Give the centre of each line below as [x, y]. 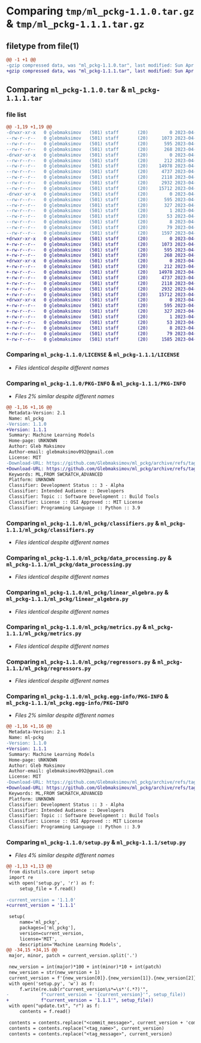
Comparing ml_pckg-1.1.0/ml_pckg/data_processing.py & [89, 558]
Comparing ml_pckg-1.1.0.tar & [66, 90]
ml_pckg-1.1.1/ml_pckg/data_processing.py [69, 564]
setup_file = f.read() [48, 889]
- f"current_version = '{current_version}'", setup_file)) [96, 995]
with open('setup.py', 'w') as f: [52, 984]
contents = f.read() [45, 1012]
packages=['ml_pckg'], [48, 928]
